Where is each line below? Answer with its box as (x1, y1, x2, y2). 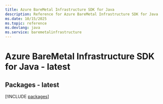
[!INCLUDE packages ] (5, 94, 49, 99)
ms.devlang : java (5, 25, 41, 30)
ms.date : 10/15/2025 (5, 16, 47, 21)
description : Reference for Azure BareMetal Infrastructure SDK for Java (5, 12, 159, 17)
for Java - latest (5, 62, 71, 72)
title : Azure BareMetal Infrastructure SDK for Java (5, 7, 115, 12)
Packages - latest (5, 81, 60, 89)
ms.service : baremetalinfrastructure (5, 30, 82, 35)
